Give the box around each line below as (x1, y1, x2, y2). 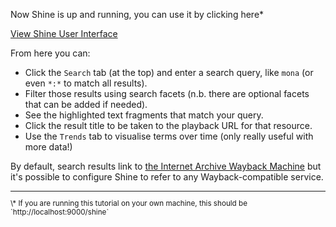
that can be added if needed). (24, 99, 148, 110)
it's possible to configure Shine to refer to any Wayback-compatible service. (10, 171, 324, 183)
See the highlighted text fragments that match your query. (24, 109, 264, 121)
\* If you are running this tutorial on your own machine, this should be (10, 198, 248, 208)
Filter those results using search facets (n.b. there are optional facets (24, 88, 310, 99)
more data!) (24, 141, 73, 153)
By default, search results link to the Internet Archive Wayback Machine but (10, 160, 322, 172)
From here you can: (10, 47, 91, 59)
